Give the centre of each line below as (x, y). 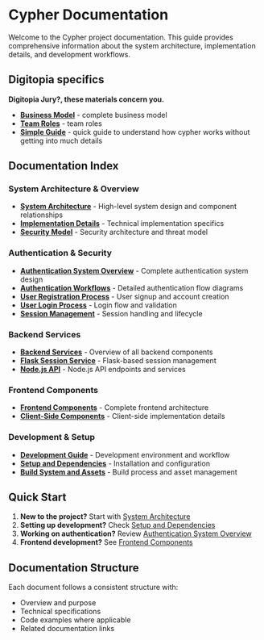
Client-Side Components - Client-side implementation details (122, 416)
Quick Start (37, 498)
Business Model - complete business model (93, 115)
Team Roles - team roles (61, 123)
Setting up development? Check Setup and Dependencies (118, 525)
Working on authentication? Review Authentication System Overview (136, 533)
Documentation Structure (74, 568)
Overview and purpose (58, 603)
